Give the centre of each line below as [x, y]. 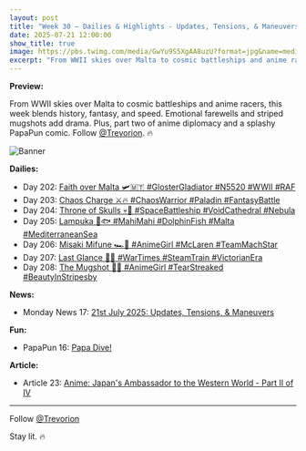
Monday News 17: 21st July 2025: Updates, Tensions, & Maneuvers [148, 312]
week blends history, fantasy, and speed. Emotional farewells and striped [147, 113]
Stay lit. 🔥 [27, 436]
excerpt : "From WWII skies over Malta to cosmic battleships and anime [148, 60]
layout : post [34, 18]
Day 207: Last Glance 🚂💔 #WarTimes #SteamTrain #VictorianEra [143, 257]
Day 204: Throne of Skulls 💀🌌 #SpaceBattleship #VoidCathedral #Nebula [159, 210]
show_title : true [42, 43]
